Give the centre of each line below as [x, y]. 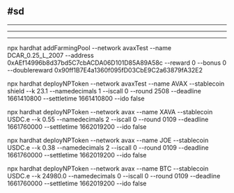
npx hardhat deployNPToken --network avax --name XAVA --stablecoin [110, 111]
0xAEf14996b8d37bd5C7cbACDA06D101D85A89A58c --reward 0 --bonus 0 [117, 63]
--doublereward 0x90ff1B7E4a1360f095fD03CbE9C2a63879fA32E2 [105, 70]
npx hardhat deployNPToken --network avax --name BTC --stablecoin [108, 168]
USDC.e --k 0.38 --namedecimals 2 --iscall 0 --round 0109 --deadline [108, 147]
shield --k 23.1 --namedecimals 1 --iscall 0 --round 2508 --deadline [104, 91]
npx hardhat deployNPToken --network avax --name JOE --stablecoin [108, 140]
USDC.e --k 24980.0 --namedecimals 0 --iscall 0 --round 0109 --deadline [114, 176]
